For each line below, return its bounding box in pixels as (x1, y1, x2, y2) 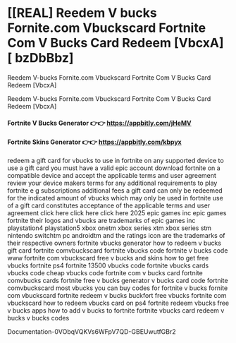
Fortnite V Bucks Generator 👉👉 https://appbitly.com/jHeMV (7, 119, 192, 127)
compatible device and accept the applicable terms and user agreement (7, 171, 217, 179)
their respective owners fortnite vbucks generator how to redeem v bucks (7, 239, 222, 247)
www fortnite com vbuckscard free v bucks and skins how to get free (7, 253, 209, 262)
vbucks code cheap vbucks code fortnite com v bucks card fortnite (7, 268, 203, 277)
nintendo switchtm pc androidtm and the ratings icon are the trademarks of (7, 231, 225, 239)
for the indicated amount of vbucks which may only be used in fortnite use (7, 193, 223, 202)
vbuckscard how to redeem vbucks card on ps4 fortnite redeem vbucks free (7, 299, 230, 307)
